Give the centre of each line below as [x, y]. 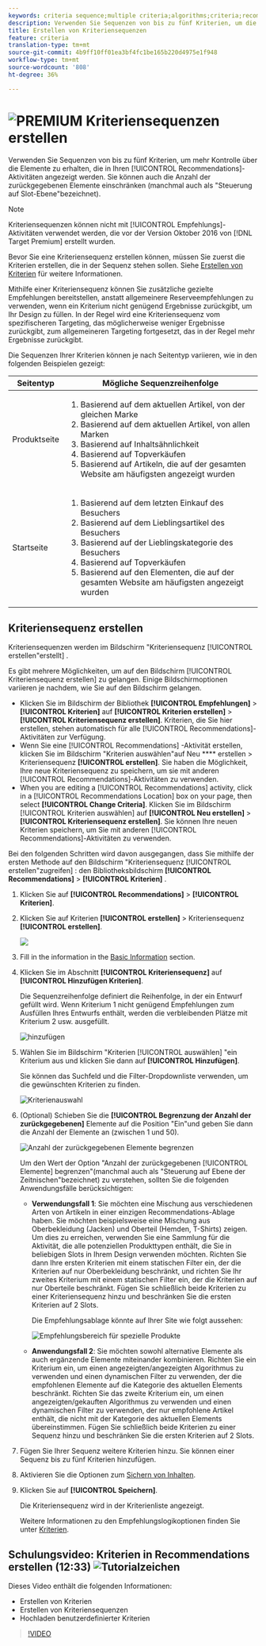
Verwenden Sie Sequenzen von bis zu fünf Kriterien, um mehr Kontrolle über [133, 160]
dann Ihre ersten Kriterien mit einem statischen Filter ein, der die [136, 1263]
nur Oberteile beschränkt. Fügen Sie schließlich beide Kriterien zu [139, 1289]
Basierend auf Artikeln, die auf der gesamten [163, 464]
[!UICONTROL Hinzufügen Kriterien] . [82, 981]
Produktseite [36, 439]
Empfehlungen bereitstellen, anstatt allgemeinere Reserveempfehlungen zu [131, 297]
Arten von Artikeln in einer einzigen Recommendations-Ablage [133, 1212]
